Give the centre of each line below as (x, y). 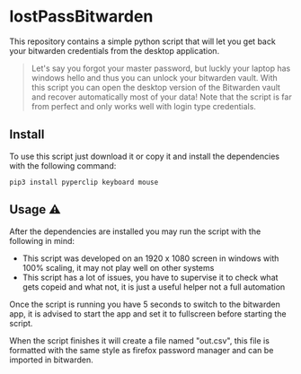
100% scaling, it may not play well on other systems (118, 267)
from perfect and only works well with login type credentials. (143, 106)
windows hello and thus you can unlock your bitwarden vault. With (155, 77)
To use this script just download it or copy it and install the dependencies (145, 156)
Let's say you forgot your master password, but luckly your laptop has (161, 68)
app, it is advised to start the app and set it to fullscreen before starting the (148, 313)
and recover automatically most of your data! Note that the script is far (161, 97)
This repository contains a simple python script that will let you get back (142, 41)
